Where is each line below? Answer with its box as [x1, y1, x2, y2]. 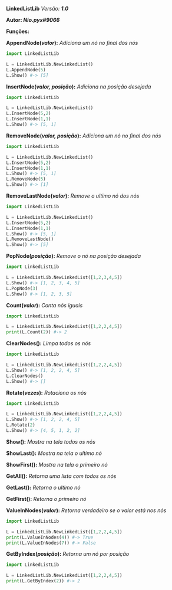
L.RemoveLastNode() [6, 236, 54, 242]
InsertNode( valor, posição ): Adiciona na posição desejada [6, 83, 151, 90]
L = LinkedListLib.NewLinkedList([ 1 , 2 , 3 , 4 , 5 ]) [6, 274, 123, 280]
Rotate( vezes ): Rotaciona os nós [6, 389, 87, 396]
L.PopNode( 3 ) [6, 286, 38, 291]
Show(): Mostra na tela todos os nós [6, 438, 96, 445]
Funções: [6, 28, 29, 35]
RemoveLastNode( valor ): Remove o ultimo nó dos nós [6, 192, 140, 199]
